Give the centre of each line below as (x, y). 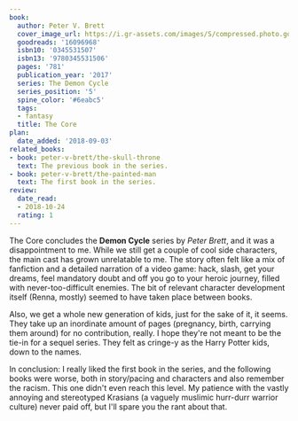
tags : (27, 108)
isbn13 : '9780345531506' (63, 58)
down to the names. (46, 352)
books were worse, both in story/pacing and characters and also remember (147, 378)
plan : (19, 133)
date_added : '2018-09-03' (65, 141)
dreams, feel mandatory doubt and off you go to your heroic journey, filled (145, 278)
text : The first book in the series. (87, 183)
